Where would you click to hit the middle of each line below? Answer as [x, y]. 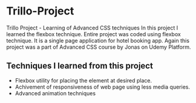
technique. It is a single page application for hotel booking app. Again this [98, 40]
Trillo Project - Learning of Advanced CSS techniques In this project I [92, 28]
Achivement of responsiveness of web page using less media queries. [103, 87]
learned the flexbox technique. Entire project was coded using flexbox [94, 34]
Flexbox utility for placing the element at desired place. [83, 80]
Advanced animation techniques [55, 93]
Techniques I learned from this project [80, 66]
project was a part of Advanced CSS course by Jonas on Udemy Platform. [99, 47]
